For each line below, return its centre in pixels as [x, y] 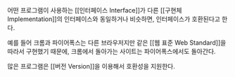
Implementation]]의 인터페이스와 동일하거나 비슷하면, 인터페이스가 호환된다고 [114, 19]
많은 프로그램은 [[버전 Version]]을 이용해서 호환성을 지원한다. [91, 66]
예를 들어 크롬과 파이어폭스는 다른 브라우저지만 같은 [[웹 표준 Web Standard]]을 [117, 43]
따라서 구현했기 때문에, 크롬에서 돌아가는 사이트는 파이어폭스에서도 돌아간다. [112, 51]
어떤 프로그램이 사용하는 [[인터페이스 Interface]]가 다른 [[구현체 [95, 10]
